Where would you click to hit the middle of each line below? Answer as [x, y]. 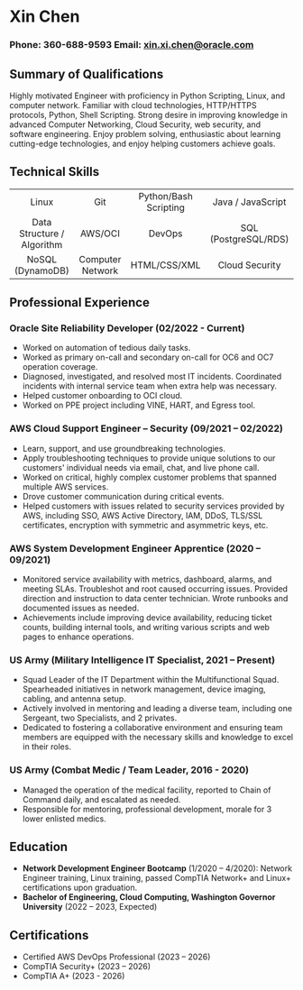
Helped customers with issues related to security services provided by [153, 506]
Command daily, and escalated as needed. [101, 799]
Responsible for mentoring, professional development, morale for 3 [147, 809]
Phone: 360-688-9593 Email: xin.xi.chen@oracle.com [132, 45]
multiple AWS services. [65, 486]
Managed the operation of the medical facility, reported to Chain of [147, 790]
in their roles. [47, 747]
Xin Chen [45, 17]
